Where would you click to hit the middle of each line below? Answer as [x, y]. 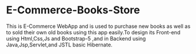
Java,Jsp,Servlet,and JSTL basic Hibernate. [59, 45]
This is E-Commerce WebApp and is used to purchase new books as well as [98, 26]
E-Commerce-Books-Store [73, 10]
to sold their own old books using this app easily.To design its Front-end [93, 32]
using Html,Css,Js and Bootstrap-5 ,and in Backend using [76, 38]
